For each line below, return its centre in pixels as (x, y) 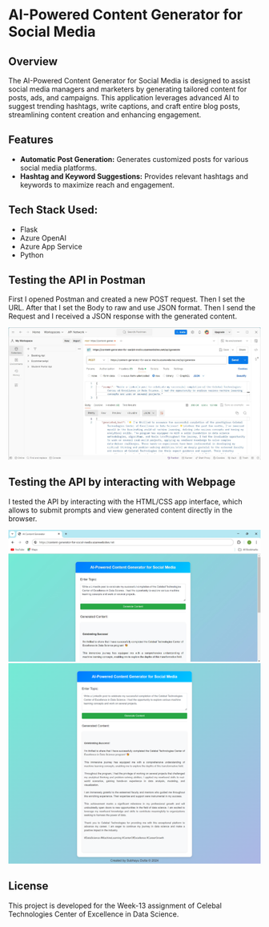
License (28, 887)
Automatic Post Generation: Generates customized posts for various (134, 159)
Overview (33, 61)
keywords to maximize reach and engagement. (97, 184)
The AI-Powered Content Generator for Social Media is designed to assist (129, 81)
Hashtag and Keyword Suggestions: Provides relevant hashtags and (134, 176)
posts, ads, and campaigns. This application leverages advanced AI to (124, 97)
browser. (23, 518)
